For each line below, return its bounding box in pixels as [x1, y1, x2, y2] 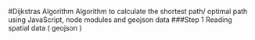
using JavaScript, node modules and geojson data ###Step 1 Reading [8, 15, 232, 24]
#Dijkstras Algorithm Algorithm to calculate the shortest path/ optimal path [8, 7, 248, 16]
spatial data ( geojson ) [8, 24, 82, 32]
